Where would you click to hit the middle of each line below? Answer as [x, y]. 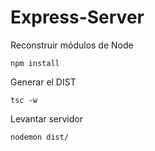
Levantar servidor [46, 118]
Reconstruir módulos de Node [72, 45]
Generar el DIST [43, 82]
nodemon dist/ [40, 137]
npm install [35, 63]
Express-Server [77, 17]
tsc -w [24, 100]
